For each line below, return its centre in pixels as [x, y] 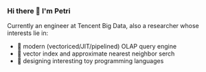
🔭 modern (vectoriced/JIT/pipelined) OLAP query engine [97, 47]
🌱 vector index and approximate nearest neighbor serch [96, 53]
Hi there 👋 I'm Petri [39, 11]
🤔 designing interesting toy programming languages [90, 61]
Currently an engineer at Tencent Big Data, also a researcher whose [103, 26]
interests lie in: [28, 33]
